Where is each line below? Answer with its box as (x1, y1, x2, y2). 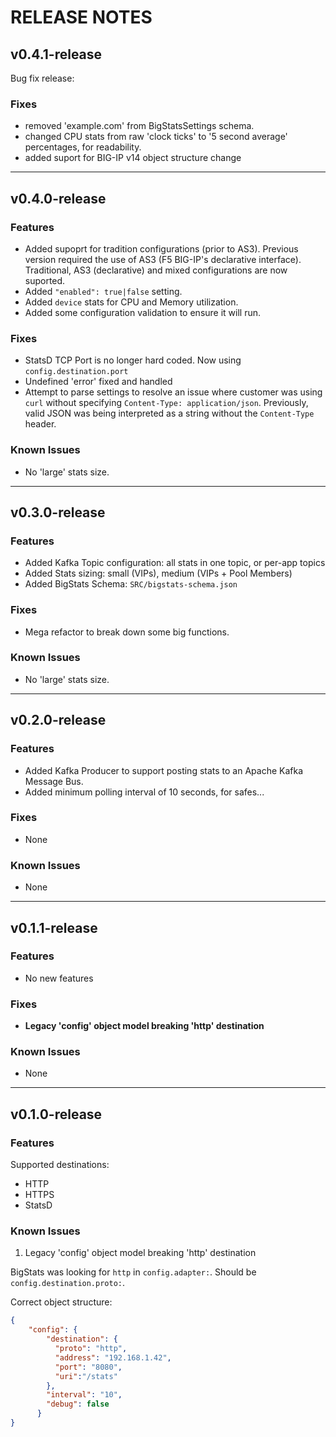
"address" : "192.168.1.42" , (54, 1352, 172, 1363)
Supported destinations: (10, 1159, 110, 1171)
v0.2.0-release (10, 712, 107, 729)
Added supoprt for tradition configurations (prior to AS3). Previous (24, 242, 299, 255)
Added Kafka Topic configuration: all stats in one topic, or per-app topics (24, 557, 326, 569)
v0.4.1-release (10, 46, 103, 63)
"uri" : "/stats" (54, 1371, 118, 1381)
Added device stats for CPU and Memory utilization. (24, 296, 239, 308)
